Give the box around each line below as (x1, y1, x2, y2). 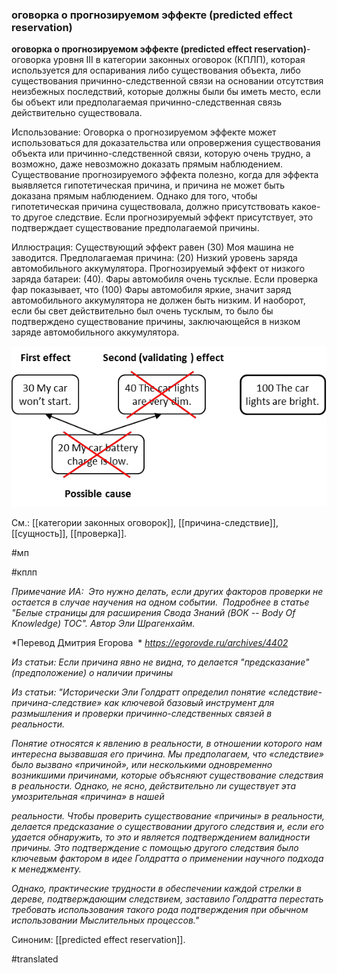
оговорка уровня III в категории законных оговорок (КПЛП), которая (11, 54, 306, 66)
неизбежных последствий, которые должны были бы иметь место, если (11, 86, 321, 98)
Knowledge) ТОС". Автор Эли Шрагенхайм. (11, 617, 196, 629)
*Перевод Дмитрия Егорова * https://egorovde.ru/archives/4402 (11, 636, 289, 648)
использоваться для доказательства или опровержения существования (11, 137, 321, 149)
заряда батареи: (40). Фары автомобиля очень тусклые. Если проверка (11, 273, 319, 285)
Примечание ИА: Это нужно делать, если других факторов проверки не (11, 585, 324, 597)
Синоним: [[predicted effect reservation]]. (11, 933, 186, 945)
